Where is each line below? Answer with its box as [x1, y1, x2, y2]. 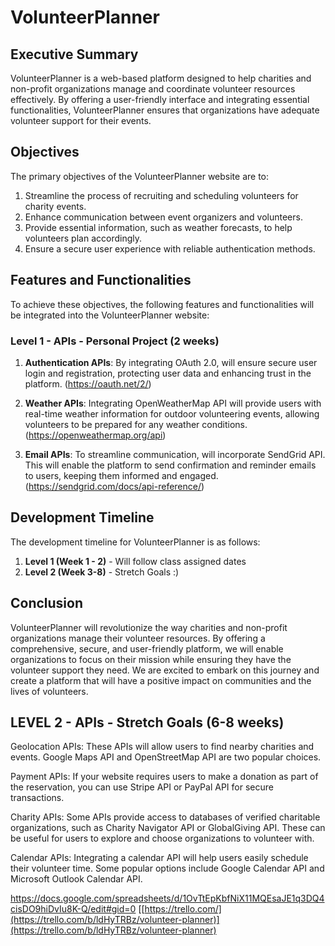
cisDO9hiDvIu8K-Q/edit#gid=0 [10, 903, 137, 915]
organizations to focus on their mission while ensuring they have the [10, 653, 292, 665]
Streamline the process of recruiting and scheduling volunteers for [24, 189, 299, 201]
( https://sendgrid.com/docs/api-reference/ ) [24, 480, 205, 492]
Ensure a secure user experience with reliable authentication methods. [24, 242, 316, 255]
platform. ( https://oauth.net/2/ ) [24, 377, 152, 390]
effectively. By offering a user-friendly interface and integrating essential [10, 94, 310, 105]
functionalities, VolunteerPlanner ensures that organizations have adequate [10, 104, 320, 116]
